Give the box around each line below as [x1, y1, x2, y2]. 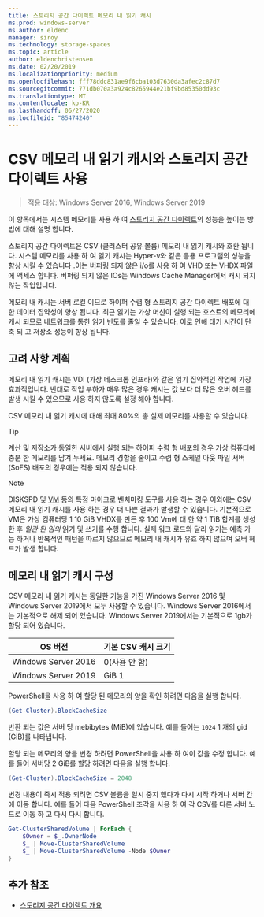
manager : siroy [8, 33, 58, 42]
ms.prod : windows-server [8, 19, 90, 27]
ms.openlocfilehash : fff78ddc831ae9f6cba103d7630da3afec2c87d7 [8, 77, 221, 85]
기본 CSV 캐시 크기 [103, 641, 171, 652]
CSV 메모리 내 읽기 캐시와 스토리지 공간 [8, 150, 248, 169]
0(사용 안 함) [103, 657, 149, 668]
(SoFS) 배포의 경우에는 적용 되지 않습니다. [8, 462, 138, 472]
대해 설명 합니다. [22, 224, 73, 233]
